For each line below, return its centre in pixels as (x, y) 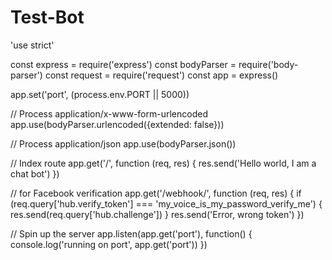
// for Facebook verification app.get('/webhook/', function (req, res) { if (156, 193)
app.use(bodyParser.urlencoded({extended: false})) (117, 124)
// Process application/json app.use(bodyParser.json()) (123, 143)
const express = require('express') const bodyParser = (123, 64)
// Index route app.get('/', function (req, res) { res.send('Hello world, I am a (163, 163)
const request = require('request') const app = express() (161, 75)
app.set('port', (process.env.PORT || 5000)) (100, 94)
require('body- (268, 64)
